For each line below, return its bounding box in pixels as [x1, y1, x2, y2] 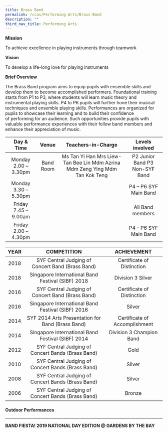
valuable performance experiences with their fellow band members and [5, 121, 152, 127]
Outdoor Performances [5, 407, 54, 413]
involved [132, 145, 154, 152]
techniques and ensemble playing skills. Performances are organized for [5, 105, 154, 111]
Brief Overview [5, 74, 37, 80]
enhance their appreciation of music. [5, 126, 81, 132]
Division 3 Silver [114, 274, 152, 281]
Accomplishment [113, 321, 153, 328]
